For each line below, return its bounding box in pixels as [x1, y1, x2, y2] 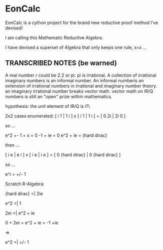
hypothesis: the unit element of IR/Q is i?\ [5, 103, 90, 109]
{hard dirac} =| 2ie [5, 190, 43, 196]
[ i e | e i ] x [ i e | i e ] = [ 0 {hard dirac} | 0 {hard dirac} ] [5, 151, 121, 158]
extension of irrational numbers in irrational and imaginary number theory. [5, 83, 157, 89]
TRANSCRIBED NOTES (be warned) [5, 59, 117, 68]
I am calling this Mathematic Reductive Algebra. [5, 35, 103, 41]
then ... [5, 142, 20, 148]
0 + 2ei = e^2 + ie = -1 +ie [5, 219, 58, 225]
